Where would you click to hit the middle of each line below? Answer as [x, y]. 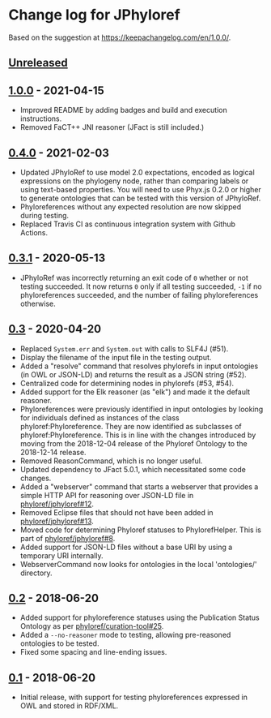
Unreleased [38, 63]
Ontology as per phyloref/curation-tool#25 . [92, 626]
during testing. [44, 215]
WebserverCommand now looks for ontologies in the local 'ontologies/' [138, 564]
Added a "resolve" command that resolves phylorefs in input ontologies [139, 366]
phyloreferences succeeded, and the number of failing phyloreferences [139, 295]
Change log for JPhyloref [94, 15]
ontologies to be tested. [59, 643]
